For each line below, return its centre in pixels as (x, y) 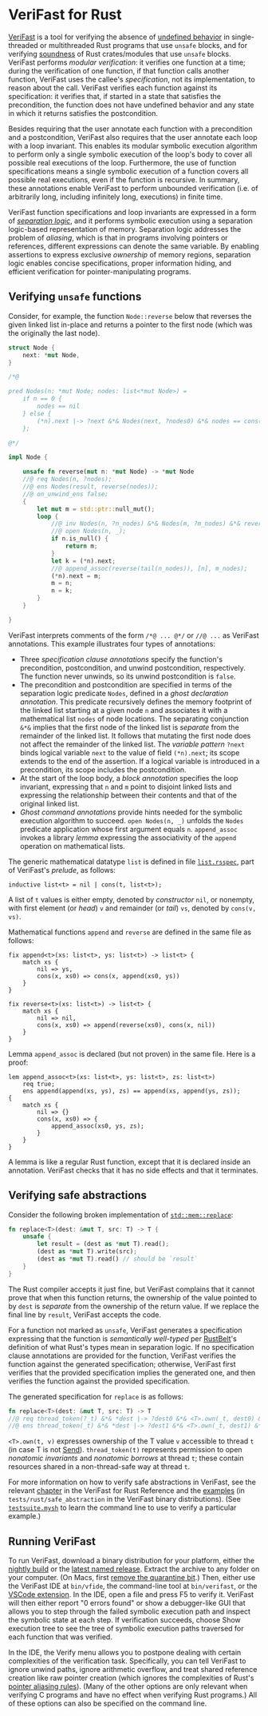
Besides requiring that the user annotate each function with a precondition (130, 129)
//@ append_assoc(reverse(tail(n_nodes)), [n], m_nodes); (149, 568)
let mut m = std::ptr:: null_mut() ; (96, 509)
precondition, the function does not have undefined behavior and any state (131, 105)
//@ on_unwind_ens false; (66, 494)
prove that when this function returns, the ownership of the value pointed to (133, 1297)
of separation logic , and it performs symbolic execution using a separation (131, 221)
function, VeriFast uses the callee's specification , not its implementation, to (132, 79)
